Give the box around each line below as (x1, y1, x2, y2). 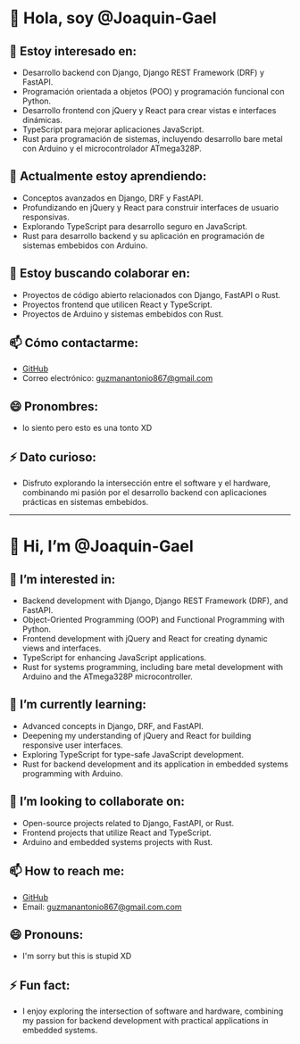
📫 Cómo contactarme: (9, 336, 139, 351)
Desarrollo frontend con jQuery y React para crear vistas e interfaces (21, 105, 277, 115)
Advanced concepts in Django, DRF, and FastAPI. (21, 720, 204, 731)
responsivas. (21, 211, 70, 222)
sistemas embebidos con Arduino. (21, 240, 148, 251)
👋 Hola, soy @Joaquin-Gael (9, 8, 217, 29)
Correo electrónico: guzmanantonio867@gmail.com (21, 373, 213, 384)
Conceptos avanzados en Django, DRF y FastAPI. (21, 192, 204, 203)
